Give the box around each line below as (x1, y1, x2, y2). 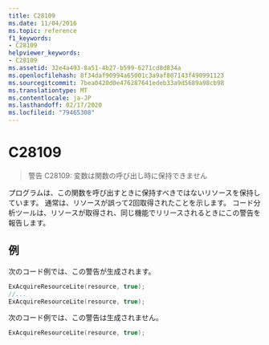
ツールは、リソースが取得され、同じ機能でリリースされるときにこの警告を (14, 208, 261, 217)
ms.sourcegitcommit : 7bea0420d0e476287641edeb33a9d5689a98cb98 (8, 79, 225, 87)
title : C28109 (8, 11, 56, 20)
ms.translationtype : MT (8, 86, 88, 95)
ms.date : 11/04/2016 (8, 19, 78, 27)
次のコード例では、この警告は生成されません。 (8, 313, 163, 323)
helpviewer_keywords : (8, 49, 81, 57)
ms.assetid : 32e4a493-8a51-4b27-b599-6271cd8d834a (8, 64, 181, 72)
